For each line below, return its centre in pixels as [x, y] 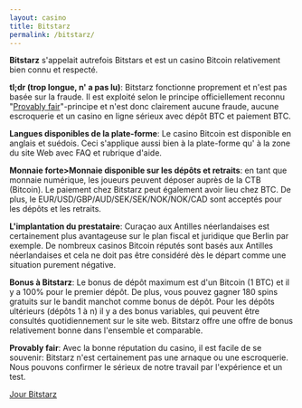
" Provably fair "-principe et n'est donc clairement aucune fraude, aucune [144, 107]
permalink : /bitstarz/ [52, 34]
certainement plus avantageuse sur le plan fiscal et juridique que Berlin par [149, 236]
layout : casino [38, 18]
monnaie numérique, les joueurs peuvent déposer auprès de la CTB [135, 180]
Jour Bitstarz [33, 394]
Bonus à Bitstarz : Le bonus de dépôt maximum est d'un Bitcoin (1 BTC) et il [150, 282]
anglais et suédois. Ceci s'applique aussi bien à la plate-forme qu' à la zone [150, 143]
